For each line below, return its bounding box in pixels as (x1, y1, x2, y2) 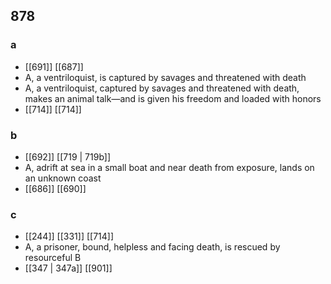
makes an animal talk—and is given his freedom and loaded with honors (24, 92, 322, 104)
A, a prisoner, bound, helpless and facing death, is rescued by (24, 241, 281, 253)
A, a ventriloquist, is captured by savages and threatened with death (24, 71, 307, 83)
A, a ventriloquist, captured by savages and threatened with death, (24, 82, 300, 94)
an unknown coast (24, 172, 102, 184)
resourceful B (24, 252, 82, 264)
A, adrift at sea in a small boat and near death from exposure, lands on (24, 161, 315, 173)
